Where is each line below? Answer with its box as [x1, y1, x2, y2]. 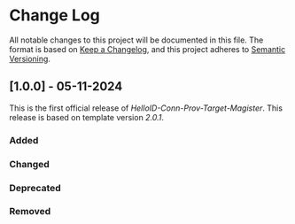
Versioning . [9, 53, 51, 64]
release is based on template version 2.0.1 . [9, 112, 165, 122]
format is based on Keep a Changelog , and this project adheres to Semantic [9, 43, 286, 54]
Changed [9, 158, 50, 170]
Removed [9, 205, 51, 218]
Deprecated [9, 182, 62, 194]
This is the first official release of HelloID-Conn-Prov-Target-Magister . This [9, 103, 283, 113]
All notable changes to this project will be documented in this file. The [9, 35, 264, 45]
